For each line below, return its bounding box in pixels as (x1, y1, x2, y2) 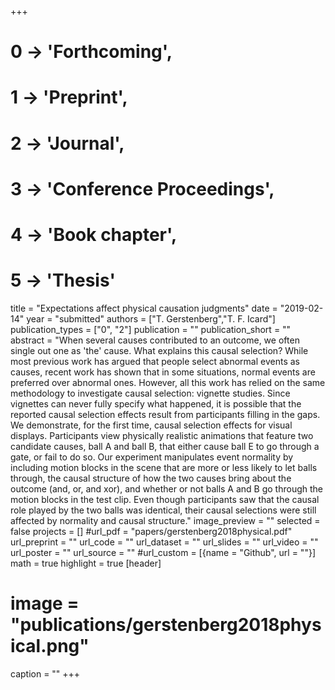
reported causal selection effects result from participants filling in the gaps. (10, 408, 321, 420)
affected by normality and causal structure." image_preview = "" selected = (10, 514, 321, 526)
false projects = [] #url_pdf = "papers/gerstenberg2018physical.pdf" (10, 525, 293, 537)
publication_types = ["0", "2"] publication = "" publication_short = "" (10, 323, 292, 335)
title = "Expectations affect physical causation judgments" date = (10, 302, 278, 314)
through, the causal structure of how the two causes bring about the (10, 472, 292, 484)
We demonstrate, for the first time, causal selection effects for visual (10, 419, 293, 431)
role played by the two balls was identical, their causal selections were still (10, 504, 317, 516)
